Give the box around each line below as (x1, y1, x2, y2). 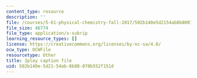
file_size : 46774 (6, 25, 49, 31)
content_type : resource (6, 8, 64, 15)
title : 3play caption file (6, 57, 72, 63)
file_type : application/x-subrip (6, 30, 88, 36)
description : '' (6, 14, 46, 20)
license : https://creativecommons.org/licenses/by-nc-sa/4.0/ (6, 42, 161, 48)
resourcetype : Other (6, 52, 57, 58)
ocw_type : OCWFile (6, 47, 51, 53)
